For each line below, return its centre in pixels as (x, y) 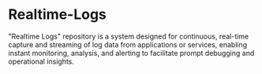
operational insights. (41, 61)
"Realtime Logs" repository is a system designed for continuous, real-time (129, 36)
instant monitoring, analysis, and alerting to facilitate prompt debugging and (131, 53)
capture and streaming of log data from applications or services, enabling (128, 44)
